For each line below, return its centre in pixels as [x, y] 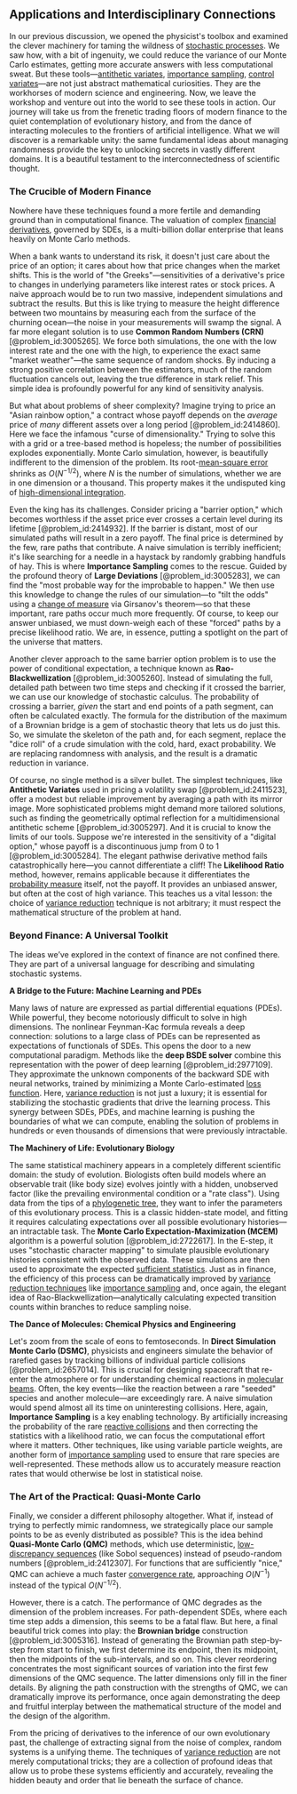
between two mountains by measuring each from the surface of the [133, 313]
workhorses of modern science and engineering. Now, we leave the [133, 92]
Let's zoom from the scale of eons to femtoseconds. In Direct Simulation [143, 1341]
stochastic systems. [46, 973]
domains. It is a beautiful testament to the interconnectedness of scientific [145, 158]
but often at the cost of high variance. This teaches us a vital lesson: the [141, 893]
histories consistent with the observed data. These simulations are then [140, 1260]
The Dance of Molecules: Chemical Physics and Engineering [123, 1325]
